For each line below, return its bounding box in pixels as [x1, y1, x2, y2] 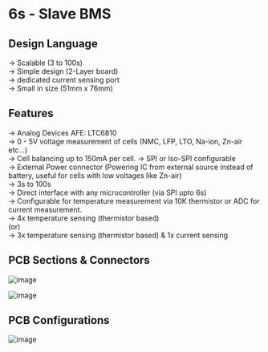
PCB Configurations [8, 314, 110, 327]
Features [8, 107, 54, 120]
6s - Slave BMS [8, 5, 112, 23]
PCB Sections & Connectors [8, 253, 150, 267]
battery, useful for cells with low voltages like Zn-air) [8, 170, 182, 180]
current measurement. [8, 204, 83, 214]
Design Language [8, 37, 98, 51]
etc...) [8, 145, 28, 155]
